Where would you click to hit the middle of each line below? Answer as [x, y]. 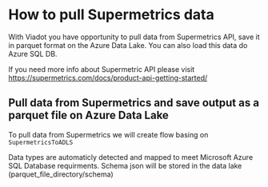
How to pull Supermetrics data [111, 15]
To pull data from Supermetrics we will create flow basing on [108, 134]
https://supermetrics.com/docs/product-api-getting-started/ [108, 78]
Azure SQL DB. [33, 54]
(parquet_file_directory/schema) [61, 174]
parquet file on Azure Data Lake [89, 115]
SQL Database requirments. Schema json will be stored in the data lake [125, 165]
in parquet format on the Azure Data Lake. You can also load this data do [128, 45]
